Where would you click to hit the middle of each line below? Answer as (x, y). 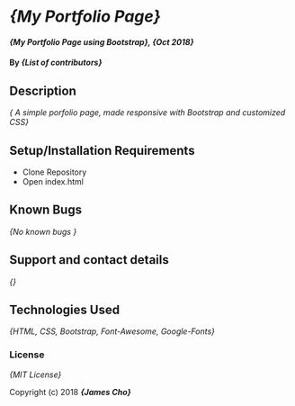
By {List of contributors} (56, 63)
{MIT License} (36, 374)
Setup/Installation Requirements (102, 150)
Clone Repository (54, 172)
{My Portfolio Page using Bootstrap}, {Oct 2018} (102, 41)
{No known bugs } (43, 231)
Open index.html (53, 181)
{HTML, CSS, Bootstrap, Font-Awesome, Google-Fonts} (112, 331)
